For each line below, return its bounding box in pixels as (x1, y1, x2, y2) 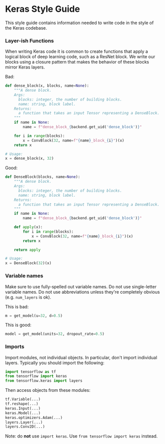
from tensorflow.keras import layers (5, 378, 83, 383)
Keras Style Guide (5, 3, 80, 15)
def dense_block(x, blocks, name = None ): (5, 83, 90, 88)
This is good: (5, 322, 32, 328)
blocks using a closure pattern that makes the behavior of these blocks (5, 59, 149, 65)
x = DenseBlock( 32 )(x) (5, 261, 52, 266)
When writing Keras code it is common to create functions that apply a (5, 48, 148, 55)
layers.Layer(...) (5, 420, 43, 425)
